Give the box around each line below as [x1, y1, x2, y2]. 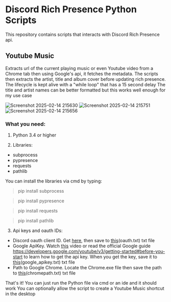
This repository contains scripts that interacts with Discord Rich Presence [5, 31, 160, 37]
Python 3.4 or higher [12, 132, 57, 138]
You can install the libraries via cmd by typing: [5, 178, 102, 184]
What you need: [5, 120, 46, 127]
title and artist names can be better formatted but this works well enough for [5, 87, 166, 93]
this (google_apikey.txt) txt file [12, 259, 75, 265]
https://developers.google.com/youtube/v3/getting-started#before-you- [12, 248, 165, 254]
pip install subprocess [17, 188, 64, 194]
